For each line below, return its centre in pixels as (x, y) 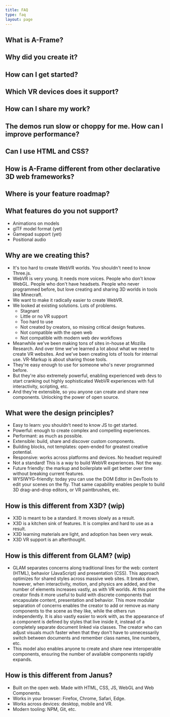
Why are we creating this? (47, 255)
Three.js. (22, 273)
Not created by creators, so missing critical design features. (83, 327)
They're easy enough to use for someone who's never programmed (83, 365)
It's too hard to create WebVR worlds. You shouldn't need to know (81, 267)
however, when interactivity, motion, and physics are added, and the (84, 584)
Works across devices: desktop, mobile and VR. (62, 704)
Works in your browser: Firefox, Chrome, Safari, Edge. (69, 698)
